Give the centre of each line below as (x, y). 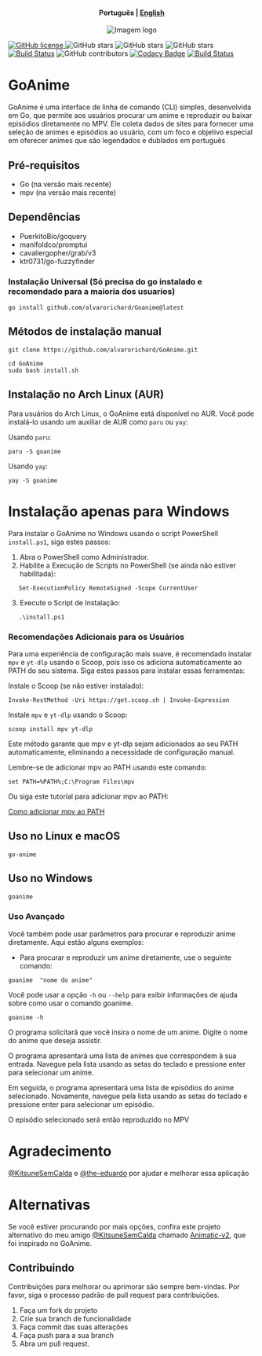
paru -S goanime (35, 451)
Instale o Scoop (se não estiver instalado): (76, 685)
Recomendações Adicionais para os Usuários (96, 637)
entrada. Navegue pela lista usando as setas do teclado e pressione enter (127, 1064)
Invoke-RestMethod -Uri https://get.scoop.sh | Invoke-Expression (119, 700)
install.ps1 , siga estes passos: (60, 542)
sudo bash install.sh (44, 370)
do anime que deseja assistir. (55, 1040)
